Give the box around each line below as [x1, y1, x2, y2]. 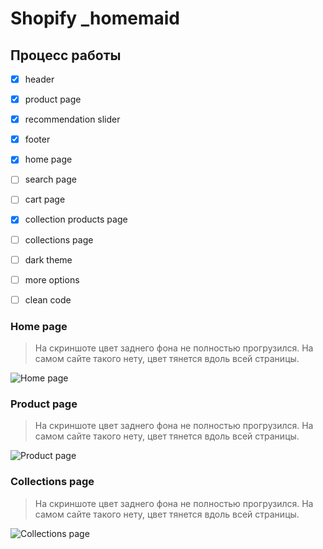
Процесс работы [10, 47, 122, 64]
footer [24, 133, 51, 146]
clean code [24, 293, 72, 306]
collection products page [24, 213, 128, 226]
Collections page [10, 475, 95, 489]
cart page [24, 193, 66, 206]
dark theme [24, 253, 73, 266]
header [24, 73, 55, 85]
